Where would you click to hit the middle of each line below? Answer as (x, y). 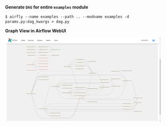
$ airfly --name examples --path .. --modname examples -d (67, 17)
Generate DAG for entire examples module (47, 7)
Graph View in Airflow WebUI (36, 31)
